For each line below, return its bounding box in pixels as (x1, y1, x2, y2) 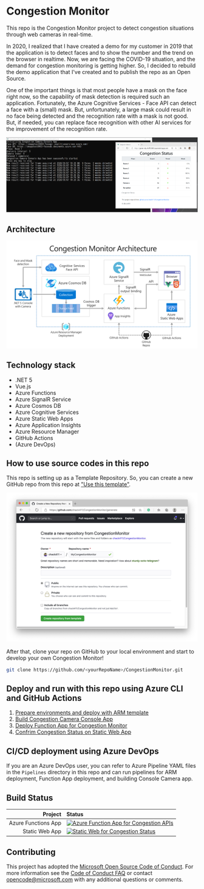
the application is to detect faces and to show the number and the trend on (6, 49, 194, 56)
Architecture (6, 224, 56, 234)
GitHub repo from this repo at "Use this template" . (6, 481, 131, 488)
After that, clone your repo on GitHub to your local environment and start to (6, 647, 194, 655)
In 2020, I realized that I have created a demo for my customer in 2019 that (6, 42, 193, 50)
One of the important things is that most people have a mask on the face (6, 86, 188, 93)
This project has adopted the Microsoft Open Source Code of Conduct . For (6, 863, 194, 870)
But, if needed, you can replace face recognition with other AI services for (6, 118, 192, 126)
